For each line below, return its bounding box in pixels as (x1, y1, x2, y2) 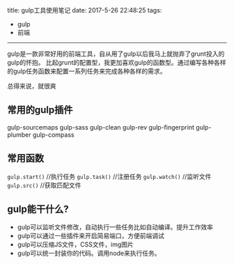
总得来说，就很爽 (7, 82, 56, 90)
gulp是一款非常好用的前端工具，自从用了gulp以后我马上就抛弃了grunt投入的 (7, 49, 225, 58)
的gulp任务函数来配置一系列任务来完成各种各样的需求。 (7, 67, 166, 75)
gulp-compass (32, 130, 75, 139)
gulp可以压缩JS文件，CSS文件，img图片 (17, 240, 134, 249)
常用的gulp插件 (7, 104, 73, 116)
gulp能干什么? (7, 203, 70, 215)
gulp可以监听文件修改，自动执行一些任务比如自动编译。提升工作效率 (17, 223, 214, 231)
